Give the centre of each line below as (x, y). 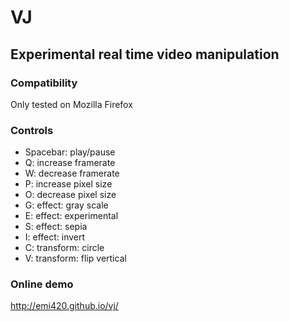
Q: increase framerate (70, 163)
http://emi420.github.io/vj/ (64, 306)
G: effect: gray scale (66, 205)
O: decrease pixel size (70, 195)
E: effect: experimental (71, 216)
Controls (32, 130)
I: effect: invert (55, 237)
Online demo (42, 284)
